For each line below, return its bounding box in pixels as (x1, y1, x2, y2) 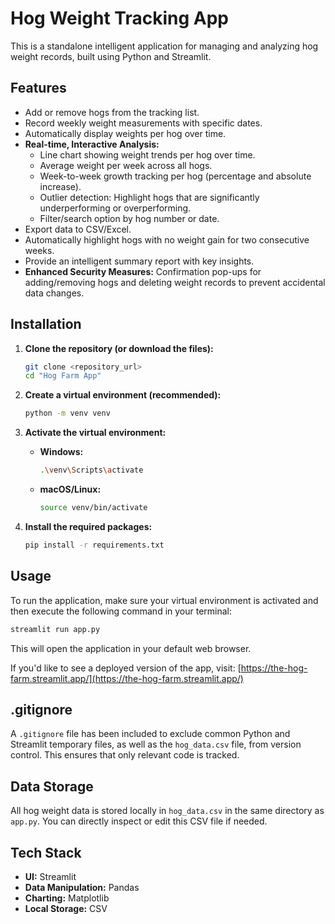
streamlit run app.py (10, 624, 101, 634)
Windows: (39, 446, 84, 458)
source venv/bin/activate (39, 503, 148, 513)
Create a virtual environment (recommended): (24, 389, 222, 401)
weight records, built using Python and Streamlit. (10, 50, 212, 62)
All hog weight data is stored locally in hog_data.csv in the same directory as (10, 805, 325, 817)
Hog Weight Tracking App (10, 7, 229, 30)
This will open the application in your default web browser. (10, 642, 252, 654)
